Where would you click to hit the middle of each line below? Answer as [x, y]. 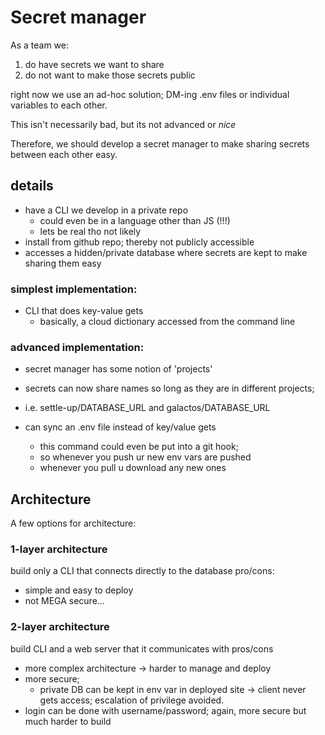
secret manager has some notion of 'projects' [118, 369]
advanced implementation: [77, 347]
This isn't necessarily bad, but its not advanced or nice [123, 124]
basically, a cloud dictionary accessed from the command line [167, 322]
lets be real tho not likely [90, 231]
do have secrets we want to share [94, 64]
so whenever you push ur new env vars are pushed [145, 457]
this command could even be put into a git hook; [139, 447]
